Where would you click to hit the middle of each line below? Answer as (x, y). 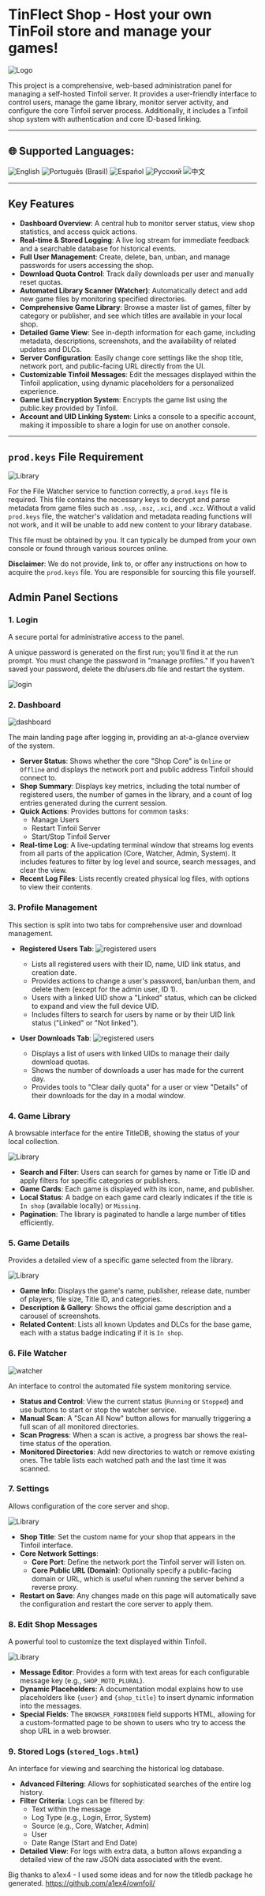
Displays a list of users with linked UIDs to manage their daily (131, 1053)
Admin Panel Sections (63, 597)
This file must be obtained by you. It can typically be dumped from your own (132, 540)
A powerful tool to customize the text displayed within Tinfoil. (107, 1641)
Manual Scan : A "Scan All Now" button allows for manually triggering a (135, 1418)
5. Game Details (39, 1243)
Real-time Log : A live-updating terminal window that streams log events (136, 845)
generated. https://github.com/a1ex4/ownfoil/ (82, 1883)
